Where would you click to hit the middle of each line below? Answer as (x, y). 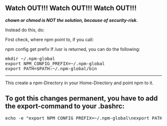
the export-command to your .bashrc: (65, 106)
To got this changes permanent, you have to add (82, 98)
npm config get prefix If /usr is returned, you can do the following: (73, 49)
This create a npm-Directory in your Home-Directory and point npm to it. (80, 83)
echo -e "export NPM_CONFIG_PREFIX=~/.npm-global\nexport (77, 118)
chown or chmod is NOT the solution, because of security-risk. (72, 20)
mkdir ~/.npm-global (30, 59)
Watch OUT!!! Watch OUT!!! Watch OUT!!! (71, 8)
